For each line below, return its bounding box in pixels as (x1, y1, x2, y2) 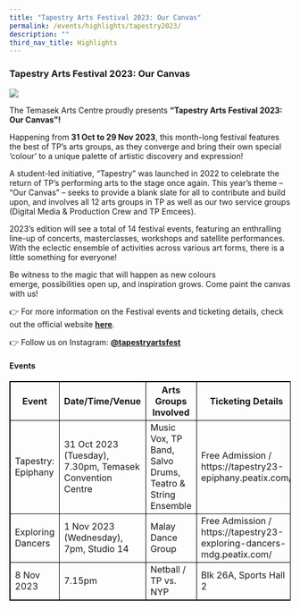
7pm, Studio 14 (63, 542, 129, 555)
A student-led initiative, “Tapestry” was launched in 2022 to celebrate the (9, 167, 279, 179)
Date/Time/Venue (63, 394, 141, 407)
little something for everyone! (9, 251, 118, 262)
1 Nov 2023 (63, 520, 115, 532)
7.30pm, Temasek (63, 460, 140, 472)
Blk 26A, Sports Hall (200, 569, 286, 581)
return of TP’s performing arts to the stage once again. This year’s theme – (9, 177, 284, 188)
